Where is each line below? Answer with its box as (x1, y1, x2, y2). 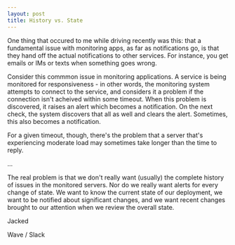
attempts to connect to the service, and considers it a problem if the (7, 87, 204, 96)
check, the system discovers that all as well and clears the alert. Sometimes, (7, 110, 228, 118)
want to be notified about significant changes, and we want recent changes (7, 195, 226, 204)
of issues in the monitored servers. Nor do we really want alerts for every (7, 180, 219, 189)
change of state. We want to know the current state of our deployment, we (7, 188, 223, 196)
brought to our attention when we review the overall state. (7, 203, 175, 211)
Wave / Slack (7, 230, 46, 239)
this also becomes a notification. (7, 117, 102, 125)
